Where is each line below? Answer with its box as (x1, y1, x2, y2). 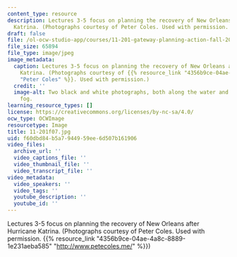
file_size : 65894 (7, 43, 59, 50)
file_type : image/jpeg (7, 50, 74, 57)
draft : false (7, 30, 46, 37)
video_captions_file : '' (13, 154, 87, 162)
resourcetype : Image (7, 121, 68, 129)
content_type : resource (7, 10, 78, 18)
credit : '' (13, 82, 46, 89)
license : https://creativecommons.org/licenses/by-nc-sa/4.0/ (7, 108, 194, 115)
